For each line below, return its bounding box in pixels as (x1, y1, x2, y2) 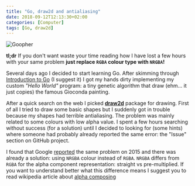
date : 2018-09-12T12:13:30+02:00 (6, 14, 88, 20)
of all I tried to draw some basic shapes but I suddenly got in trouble (6, 106, 170, 113)
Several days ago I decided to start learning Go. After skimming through (6, 70, 180, 77)
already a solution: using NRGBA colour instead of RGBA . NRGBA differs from (6, 154, 180, 161)
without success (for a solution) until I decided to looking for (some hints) (6, 125, 183, 132)
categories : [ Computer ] (6, 19, 64, 25)
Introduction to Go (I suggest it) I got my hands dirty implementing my (6, 76, 175, 83)
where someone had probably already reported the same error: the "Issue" (6, 131, 187, 138)
